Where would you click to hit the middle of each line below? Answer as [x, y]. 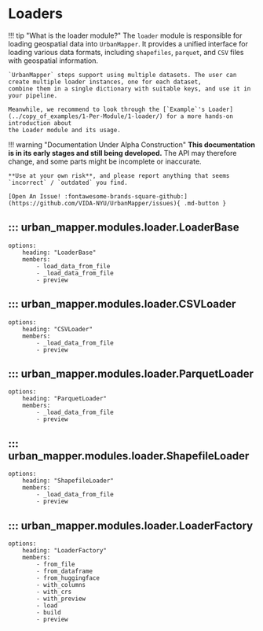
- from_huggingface [68, 578]
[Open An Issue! [35, 196]
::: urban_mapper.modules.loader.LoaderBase [124, 228]
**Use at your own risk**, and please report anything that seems [119, 175]
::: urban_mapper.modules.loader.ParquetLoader [131, 373]
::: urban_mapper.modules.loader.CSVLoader [122, 304]
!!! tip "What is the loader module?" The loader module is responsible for [125, 35]
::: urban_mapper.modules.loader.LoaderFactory [131, 525]
